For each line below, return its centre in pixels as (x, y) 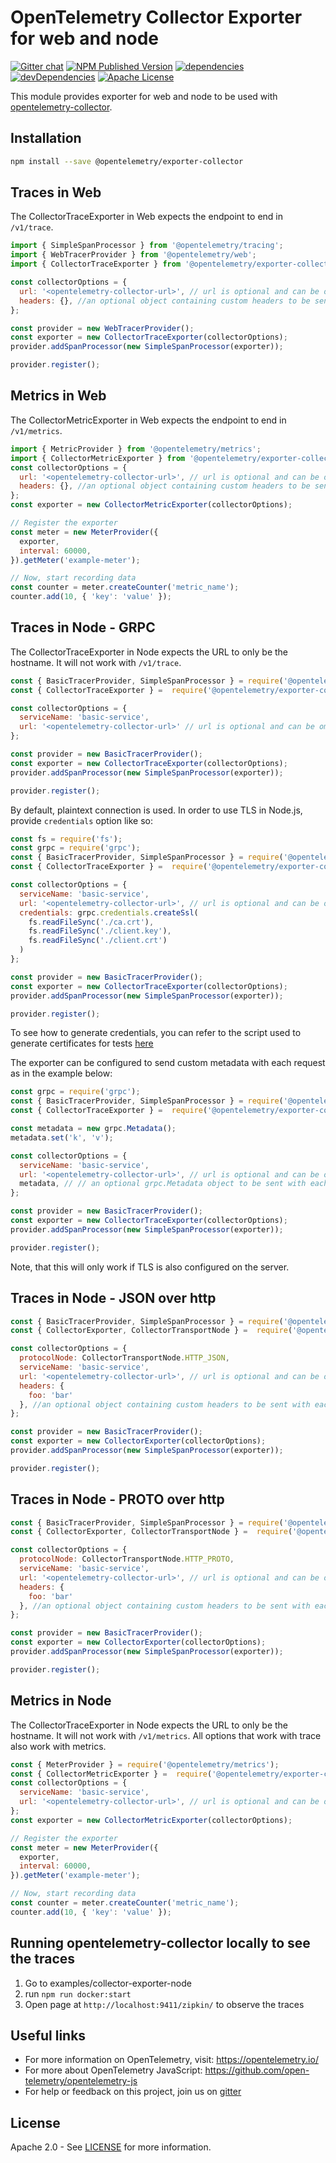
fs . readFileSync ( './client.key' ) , (100, 931)
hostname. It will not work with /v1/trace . (96, 662)
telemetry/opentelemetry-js (81, 2081)
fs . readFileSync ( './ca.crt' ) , (91, 922)
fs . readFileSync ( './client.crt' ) (98, 941)
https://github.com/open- (257, 2070)
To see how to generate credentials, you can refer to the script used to (156, 1033)
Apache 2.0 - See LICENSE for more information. (111, 2147)
